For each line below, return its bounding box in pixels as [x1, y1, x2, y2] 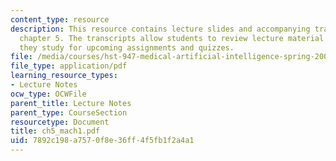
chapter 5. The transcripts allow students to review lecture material [19, 33, 325, 43]
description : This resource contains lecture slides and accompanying [10, 24, 311, 34]
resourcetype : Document [10, 117, 110, 127]
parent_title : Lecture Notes [10, 98, 132, 108]
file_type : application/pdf [10, 61, 128, 71]
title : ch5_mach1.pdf [10, 126, 101, 136]
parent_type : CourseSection [10, 107, 128, 118]
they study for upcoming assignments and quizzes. [19, 42, 235, 53]
